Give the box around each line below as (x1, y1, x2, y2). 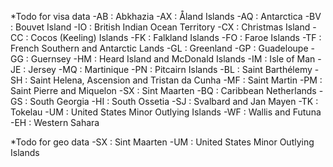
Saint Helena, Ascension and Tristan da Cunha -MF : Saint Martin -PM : (29, 74, 323, 86)
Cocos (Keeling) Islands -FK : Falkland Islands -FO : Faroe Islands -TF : (30, 32, 322, 43)
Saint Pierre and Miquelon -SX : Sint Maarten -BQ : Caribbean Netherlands (10, 85, 317, 96)
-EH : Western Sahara (10, 117, 100, 128)
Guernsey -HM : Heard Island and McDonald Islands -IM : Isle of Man (30, 53, 316, 65)
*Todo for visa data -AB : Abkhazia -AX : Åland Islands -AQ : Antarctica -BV (10, 11, 322, 22)
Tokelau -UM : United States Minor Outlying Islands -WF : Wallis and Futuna (10, 106, 322, 118)
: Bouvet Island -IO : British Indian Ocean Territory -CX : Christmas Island (10, 21, 311, 33)
